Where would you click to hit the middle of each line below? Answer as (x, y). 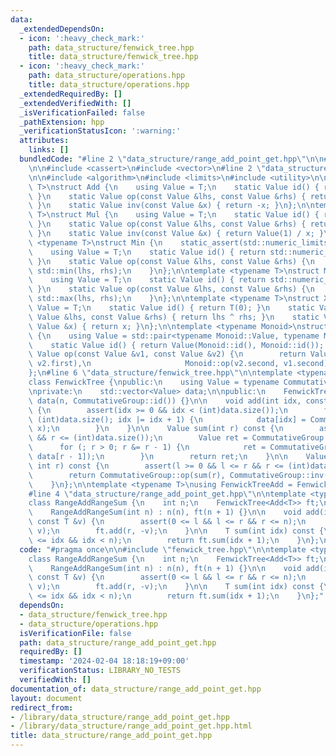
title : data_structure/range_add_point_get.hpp (111, 736)
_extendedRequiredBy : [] (71, 94)
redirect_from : (42, 707)
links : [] (49, 150)
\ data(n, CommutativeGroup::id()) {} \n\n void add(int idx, (165, 401)
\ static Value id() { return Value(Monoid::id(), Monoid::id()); (176, 345)
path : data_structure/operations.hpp (107, 76)
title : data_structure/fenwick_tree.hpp (113, 57)
